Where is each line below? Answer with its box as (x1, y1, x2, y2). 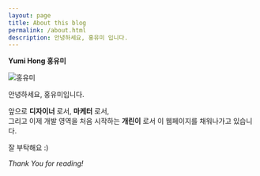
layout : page (8, 11, 51, 20)
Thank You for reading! (8, 159, 84, 168)
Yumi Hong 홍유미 (8, 56, 66, 66)
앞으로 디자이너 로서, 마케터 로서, (8, 107, 110, 116)
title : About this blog (8, 19, 87, 27)
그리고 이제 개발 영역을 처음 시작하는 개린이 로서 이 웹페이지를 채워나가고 (8, 116, 232, 126)
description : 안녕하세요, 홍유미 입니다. (8, 33, 129, 42)
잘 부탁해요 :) (8, 143, 49, 152)
